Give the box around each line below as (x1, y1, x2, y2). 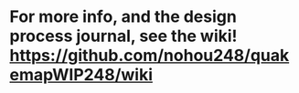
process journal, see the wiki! (9, 26, 238, 46)
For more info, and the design (9, 6, 238, 27)
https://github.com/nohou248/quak (9, 46, 290, 66)
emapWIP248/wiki (9, 65, 154, 86)
